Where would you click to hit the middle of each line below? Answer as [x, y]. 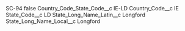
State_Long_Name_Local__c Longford [53, 21]
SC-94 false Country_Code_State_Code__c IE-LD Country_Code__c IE [92, 8]
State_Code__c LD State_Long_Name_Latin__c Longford [76, 15]
